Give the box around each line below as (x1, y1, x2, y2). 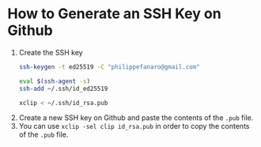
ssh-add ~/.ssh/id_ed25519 (18, 85, 108, 92)
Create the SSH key (18, 47, 84, 57)
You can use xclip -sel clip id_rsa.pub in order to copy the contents (18, 122, 250, 131)
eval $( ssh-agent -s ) (18, 77, 91, 85)
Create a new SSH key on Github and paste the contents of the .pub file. (18, 113, 254, 122)
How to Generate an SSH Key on (7, 5, 222, 23)
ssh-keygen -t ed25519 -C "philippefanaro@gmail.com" (18, 62, 200, 71)
